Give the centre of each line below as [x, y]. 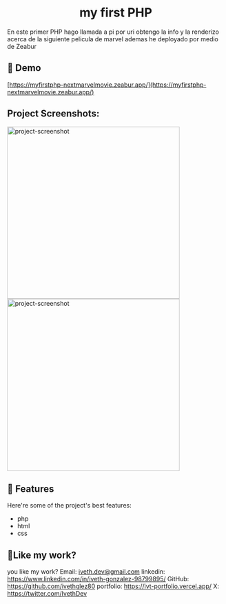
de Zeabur [22, 46]
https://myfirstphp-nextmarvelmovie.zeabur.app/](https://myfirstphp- [108, 85]
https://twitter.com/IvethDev [47, 594]
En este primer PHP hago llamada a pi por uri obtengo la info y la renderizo [113, 32]
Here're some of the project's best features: [70, 506]
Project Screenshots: [53, 114]
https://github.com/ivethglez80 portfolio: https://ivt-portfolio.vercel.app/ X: [113, 586]
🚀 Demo [24, 68]
